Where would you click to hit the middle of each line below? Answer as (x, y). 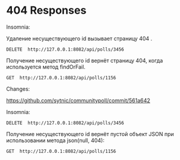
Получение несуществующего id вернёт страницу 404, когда (85, 60)
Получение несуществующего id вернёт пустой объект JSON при (90, 134)
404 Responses (46, 10)
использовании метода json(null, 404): (55, 140)
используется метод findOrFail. (46, 67)
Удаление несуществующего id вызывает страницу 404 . (79, 38)
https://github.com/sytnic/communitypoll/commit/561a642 (78, 100)
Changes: (18, 89)
